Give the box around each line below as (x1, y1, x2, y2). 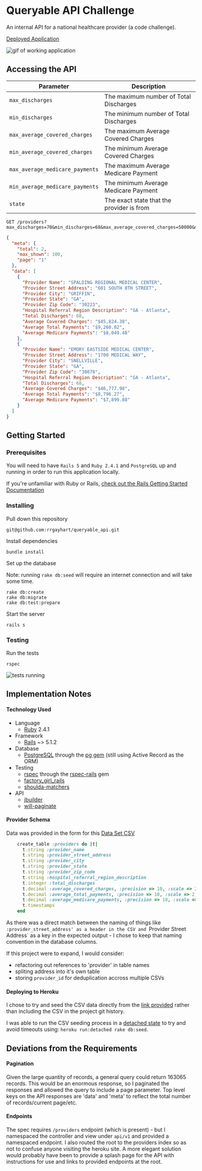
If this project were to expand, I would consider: (6, 950, 124, 957)
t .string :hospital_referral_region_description (22, 874, 147, 881)
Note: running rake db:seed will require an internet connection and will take (6, 571, 192, 578)
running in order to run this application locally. (6, 469, 120, 476)
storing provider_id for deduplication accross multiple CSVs (14, 974, 164, 982)
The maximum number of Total (104, 92, 191, 100)
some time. (6, 577, 34, 585)
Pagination (6, 1060, 34, 1068)
